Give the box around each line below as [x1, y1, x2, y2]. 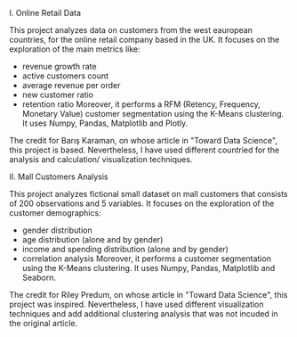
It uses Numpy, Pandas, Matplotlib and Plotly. [21, 118, 189, 128]
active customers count [21, 70, 109, 81]
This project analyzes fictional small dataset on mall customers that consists [9, 189, 288, 199]
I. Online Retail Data [9, 8, 82, 18]
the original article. [9, 318, 78, 328]
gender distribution [21, 225, 92, 235]
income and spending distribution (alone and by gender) [21, 244, 229, 254]
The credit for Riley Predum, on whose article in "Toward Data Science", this [9, 290, 288, 300]
